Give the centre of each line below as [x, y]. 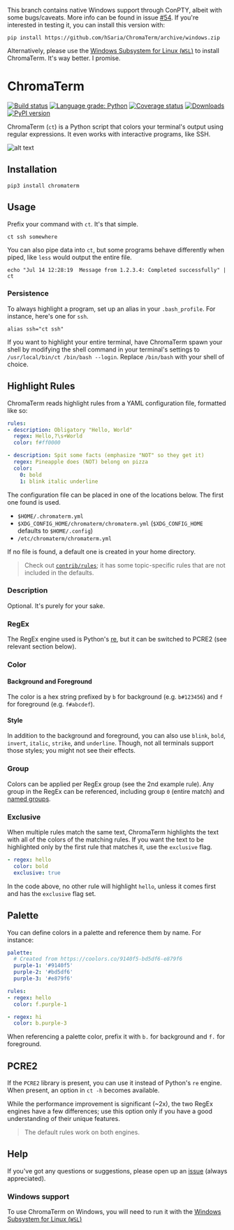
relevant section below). [42, 646]
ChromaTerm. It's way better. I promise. [64, 58]
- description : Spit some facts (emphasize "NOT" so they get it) [106, 456]
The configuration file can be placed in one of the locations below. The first [116, 495]
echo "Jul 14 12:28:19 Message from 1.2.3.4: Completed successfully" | [117, 270]
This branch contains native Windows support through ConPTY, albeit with [115, 10]
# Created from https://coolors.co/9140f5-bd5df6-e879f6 [98, 959]
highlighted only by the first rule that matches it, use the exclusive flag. [110, 847]
